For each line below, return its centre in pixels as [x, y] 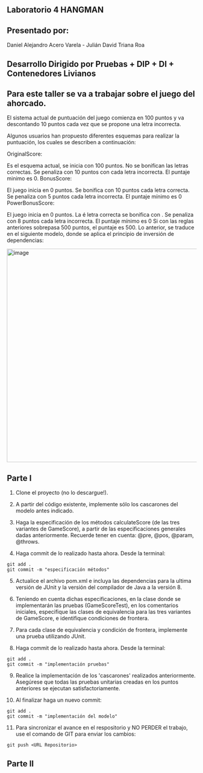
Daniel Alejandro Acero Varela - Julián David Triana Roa [76, 45]
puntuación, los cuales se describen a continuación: [71, 142]
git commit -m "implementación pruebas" [58, 664]
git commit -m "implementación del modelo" [62, 717]
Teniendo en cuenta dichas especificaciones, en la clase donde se [98, 599]
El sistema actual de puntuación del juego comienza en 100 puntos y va [95, 118]
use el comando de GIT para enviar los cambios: [76, 734]
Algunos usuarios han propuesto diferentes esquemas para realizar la [93, 136]
